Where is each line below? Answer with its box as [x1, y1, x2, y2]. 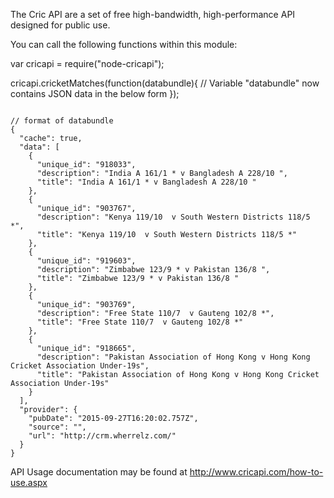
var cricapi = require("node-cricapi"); [10, 58, 165, 69]
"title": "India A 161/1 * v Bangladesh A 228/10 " [36, 177, 257, 187]
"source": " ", [28, 422, 87, 432]
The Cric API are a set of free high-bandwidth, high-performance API [10, 9, 296, 20]
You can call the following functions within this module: [10, 39, 238, 50]
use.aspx [10, 477, 48, 488]
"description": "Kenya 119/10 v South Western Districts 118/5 [36, 212, 311, 222]
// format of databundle [10, 116, 114, 126]
